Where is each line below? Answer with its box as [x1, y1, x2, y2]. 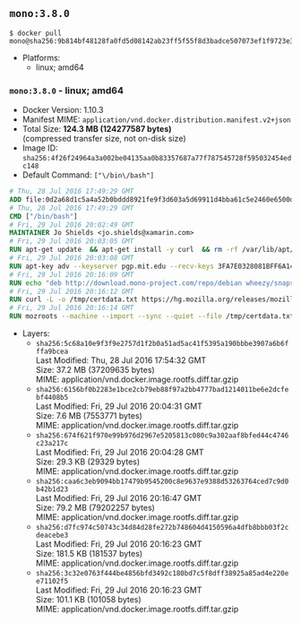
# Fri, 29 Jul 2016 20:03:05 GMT [9, 237, 134, 246]
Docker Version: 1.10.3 [21, 105, 104, 116]
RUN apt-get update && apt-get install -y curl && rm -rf [9, 246, 239, 255]
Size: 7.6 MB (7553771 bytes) [35, 411, 143, 421]
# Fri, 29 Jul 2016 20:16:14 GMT [9, 304, 134, 313]
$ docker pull [9, 29, 63, 38]
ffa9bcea [35, 347, 69, 357]
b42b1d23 [35, 485, 69, 494]
